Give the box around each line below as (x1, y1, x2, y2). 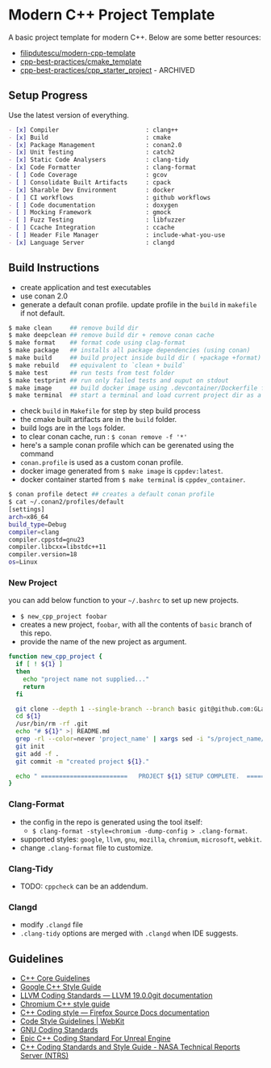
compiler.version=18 (8, 551, 78, 559)
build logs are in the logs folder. (19, 423, 126, 433)
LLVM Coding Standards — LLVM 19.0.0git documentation (19, 990, 213, 1000)
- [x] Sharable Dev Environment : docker (8, 186, 175, 194)
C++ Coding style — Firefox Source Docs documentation (19, 1008, 210, 1018)
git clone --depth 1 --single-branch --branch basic (15, 705, 197, 713)
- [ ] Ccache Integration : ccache (8, 224, 175, 232)
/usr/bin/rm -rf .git (15, 720, 89, 728)
